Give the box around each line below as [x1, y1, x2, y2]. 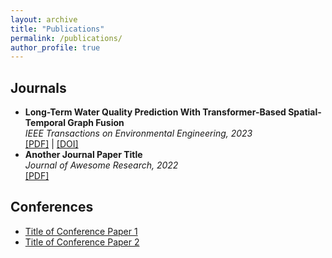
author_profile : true [10, 42, 101, 53]
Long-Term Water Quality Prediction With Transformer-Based [24, 106, 287, 118]
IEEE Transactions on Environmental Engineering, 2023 [24, 127, 253, 140]
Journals [10, 79, 67, 96]
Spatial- [288, 106, 322, 118]
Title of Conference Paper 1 [24, 225, 138, 237]
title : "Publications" [10, 24, 105, 34]
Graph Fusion [67, 117, 125, 129]
